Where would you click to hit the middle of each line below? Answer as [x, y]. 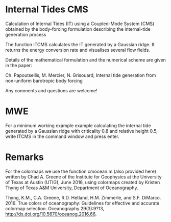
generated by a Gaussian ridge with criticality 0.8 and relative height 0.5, [82, 131]
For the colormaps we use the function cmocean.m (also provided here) [81, 171]
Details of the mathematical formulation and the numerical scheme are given [86, 59]
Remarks [25, 157]
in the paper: [19, 65]
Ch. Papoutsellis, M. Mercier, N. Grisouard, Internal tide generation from [81, 75]
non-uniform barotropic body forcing [44, 80]
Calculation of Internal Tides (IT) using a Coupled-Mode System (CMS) [80, 24]
